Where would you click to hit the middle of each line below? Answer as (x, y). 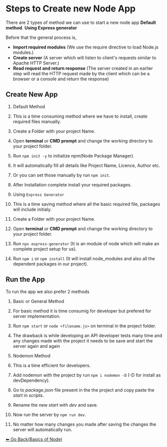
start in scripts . (28, 395)
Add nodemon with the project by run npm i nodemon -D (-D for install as (87, 375)
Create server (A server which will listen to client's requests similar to (84, 57)
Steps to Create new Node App (71, 9)
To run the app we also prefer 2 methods (48, 292)
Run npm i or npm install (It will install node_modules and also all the (84, 258)
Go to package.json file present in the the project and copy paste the (84, 390)
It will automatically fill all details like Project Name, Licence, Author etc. (86, 165)
